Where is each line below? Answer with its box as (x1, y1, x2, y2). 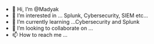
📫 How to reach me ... (11, 32, 68, 38)
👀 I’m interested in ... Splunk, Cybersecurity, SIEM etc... (11, 12, 149, 19)
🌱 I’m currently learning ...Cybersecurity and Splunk (11, 18, 140, 25)
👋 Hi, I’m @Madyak (11, 6, 59, 12)
